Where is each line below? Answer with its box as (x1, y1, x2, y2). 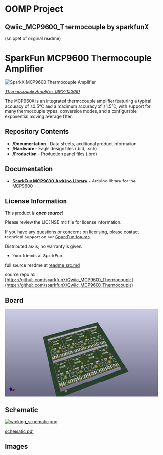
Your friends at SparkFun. (12, 253, 64, 259)
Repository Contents (5, 127, 69, 136)
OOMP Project (5, 3, 64, 15)
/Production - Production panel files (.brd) (12, 151, 97, 157)
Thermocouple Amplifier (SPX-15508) (5, 89, 80, 94)
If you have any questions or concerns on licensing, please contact (5, 229, 139, 235)
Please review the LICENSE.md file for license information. (5, 219, 122, 225)
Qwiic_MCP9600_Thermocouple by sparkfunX (5, 23, 149, 31)
